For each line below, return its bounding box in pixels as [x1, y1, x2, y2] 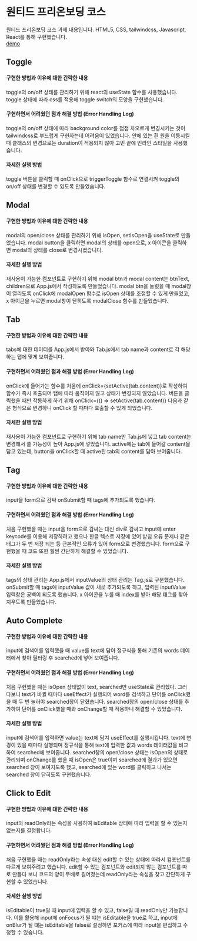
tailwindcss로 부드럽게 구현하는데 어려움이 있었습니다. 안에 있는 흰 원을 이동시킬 [6, 132, 190, 139]
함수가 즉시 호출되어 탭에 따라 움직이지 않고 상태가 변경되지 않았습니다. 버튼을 [6, 389, 183, 396]
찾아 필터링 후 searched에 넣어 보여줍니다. [21, 654, 120, 661]
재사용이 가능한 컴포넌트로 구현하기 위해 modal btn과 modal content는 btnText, [6, 275, 190, 282]
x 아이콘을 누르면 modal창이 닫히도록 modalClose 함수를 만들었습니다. [6, 297, 169, 304]
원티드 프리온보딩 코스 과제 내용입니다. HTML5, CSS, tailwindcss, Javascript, [6, 26, 186, 33]
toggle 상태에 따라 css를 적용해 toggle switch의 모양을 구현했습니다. [6, 95, 165, 103]
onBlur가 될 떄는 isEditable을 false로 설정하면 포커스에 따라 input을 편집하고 [6, 921, 182, 928]
